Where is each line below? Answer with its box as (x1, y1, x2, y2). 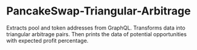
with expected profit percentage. (6, 37, 89, 44)
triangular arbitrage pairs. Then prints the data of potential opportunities (6, 30, 187, 37)
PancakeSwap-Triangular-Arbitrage (6, 4, 191, 18)
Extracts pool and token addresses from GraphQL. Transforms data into (6, 24, 185, 31)
